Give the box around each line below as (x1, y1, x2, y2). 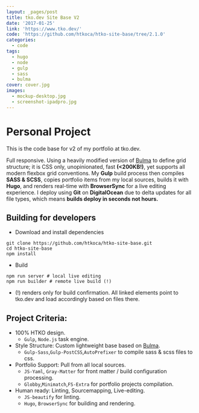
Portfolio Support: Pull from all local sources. (14, 361, 127, 369)
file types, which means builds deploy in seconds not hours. (6, 195, 159, 203)
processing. (24, 374, 54, 382)
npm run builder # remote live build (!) (6, 279, 112, 285)
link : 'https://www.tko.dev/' (6, 25, 83, 32)
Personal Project (6, 125, 91, 138)
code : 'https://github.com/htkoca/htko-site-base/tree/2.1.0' (6, 31, 166, 37)
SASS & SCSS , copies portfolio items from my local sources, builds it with (6, 176, 189, 183)
